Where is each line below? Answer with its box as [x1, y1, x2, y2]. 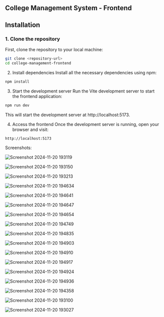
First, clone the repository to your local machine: [5, 47, 103, 53]
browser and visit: [12, 127, 49, 132]
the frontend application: [12, 93, 62, 99]
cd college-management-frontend [5, 61, 71, 65]
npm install [5, 79, 29, 84]
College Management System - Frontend [5, 4, 132, 12]
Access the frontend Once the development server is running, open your [12, 121, 160, 127]
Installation [5, 21, 40, 29]
